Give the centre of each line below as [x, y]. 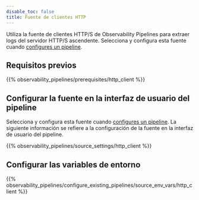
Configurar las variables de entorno [73, 165]
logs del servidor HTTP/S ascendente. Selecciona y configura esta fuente [96, 40]
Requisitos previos [41, 65]
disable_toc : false [30, 12]
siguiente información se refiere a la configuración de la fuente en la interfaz [100, 128]
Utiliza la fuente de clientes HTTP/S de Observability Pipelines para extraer [98, 34]
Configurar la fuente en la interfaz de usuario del [98, 98]
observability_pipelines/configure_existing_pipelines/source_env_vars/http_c [99, 185]
